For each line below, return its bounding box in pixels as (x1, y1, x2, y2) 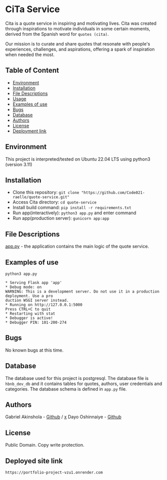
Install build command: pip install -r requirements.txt (12, 205, 132, 211)
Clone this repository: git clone (12, 189, 79, 196)
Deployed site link (5, 456, 63, 465)
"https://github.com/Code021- (81, 190, 145, 196)
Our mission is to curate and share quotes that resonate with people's (5, 40, 150, 46)
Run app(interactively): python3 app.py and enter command (12, 210, 137, 216)
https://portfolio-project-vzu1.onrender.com (5, 470, 103, 475)
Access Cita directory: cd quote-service (12, 199, 97, 205)
